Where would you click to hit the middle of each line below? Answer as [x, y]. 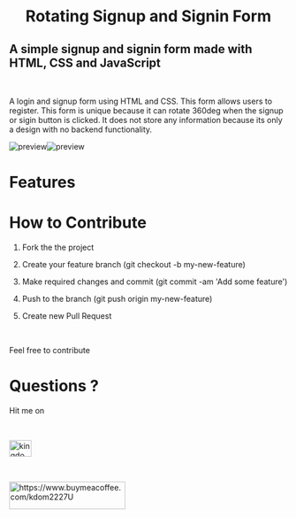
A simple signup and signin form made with [131, 49]
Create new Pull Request [67, 316]
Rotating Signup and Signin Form [148, 16]
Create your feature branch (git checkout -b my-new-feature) [133, 265]
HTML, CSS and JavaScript [85, 62]
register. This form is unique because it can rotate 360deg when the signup [147, 111]
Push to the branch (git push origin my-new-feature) [117, 299]
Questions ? [54, 386]
